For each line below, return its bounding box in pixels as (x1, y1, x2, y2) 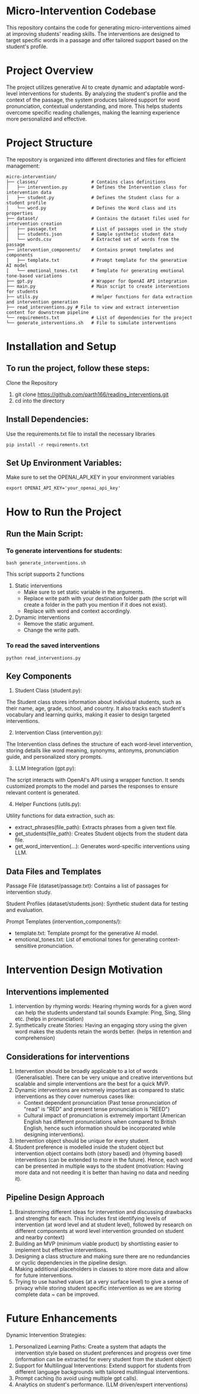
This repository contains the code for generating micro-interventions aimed (6, 24, 191, 31)
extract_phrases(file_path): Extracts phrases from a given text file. (14, 824, 177, 831)
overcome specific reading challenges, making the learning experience (6, 109, 180, 116)
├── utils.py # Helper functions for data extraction (6, 293, 193, 299)
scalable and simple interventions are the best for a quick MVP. (14, 1080, 170, 1087)
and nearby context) (14, 1234, 65, 1241)
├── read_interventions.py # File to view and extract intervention (6, 304, 179, 310)
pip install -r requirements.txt (6, 441, 89, 448)
